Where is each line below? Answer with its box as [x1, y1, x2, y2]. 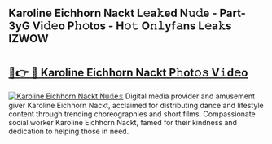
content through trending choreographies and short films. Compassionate [8, 109, 257, 119]
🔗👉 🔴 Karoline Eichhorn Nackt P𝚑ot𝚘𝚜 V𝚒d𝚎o [8, 65, 248, 80]
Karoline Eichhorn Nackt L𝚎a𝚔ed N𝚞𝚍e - [8, 7, 217, 20]
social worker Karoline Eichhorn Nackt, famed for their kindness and [8, 118, 238, 127]
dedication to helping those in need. [8, 126, 129, 136]
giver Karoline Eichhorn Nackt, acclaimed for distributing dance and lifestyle [8, 101, 264, 110]
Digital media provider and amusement [125, 91, 255, 101]
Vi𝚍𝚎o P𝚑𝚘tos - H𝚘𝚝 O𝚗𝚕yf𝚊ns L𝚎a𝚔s [32, 20, 232, 33]
